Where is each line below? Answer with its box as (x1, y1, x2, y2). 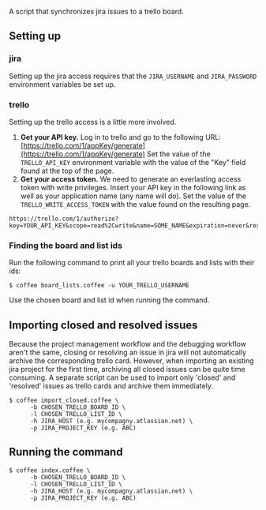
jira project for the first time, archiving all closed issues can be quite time (9, 365, 245, 374)
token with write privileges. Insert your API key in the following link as (20, 182, 246, 192)
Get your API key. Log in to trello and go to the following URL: (20, 132, 222, 141)
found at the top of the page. (20, 166, 114, 175)
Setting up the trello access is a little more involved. (9, 117, 177, 126)
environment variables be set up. (9, 79, 116, 89)
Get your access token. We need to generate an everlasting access (20, 174, 242, 184)
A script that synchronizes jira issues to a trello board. (9, 7, 184, 16)
